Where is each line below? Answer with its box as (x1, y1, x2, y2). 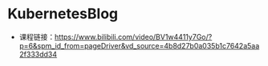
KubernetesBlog (7, 5, 118, 23)
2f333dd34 (18, 49, 58, 59)
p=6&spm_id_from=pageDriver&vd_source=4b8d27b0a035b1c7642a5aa (18, 41, 260, 50)
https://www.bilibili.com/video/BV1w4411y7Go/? (54, 32, 213, 41)
